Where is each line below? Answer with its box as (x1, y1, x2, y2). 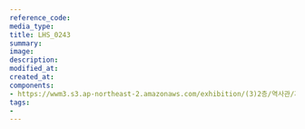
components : (9, 81, 54, 90)
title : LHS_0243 (9, 30, 71, 39)
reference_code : (9, 13, 71, 23)
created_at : (9, 73, 54, 82)
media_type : (9, 22, 54, 31)
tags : (9, 97, 30, 107)
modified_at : (9, 64, 59, 74)
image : (9, 47, 34, 56)
